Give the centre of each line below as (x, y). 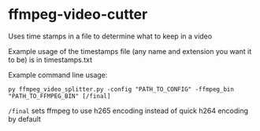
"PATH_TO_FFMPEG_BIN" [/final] (59, 96)
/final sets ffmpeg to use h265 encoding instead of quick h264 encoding (128, 111)
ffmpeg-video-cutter (78, 15)
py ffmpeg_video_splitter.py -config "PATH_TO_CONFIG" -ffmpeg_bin (121, 89)
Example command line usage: (58, 75)
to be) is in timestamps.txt (50, 60)
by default (25, 118)
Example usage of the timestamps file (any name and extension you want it (130, 51)
